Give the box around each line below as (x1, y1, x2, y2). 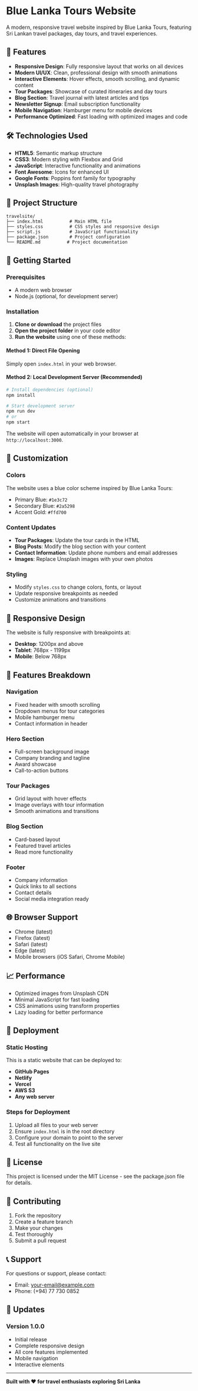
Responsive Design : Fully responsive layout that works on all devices (14, 63, 184, 70)
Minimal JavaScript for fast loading (14, 996, 100, 1003)
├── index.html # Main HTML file (6, 218, 112, 225)
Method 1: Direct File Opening (6, 347, 80, 354)
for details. (6, 1179, 32, 1186)
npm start (6, 419, 31, 426)
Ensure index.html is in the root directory (14, 1128, 115, 1135)
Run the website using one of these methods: (14, 334, 127, 341)
